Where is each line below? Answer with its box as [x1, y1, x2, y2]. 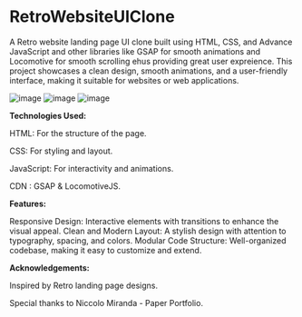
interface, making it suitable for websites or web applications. [9, 74, 239, 85]
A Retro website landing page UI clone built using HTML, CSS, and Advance [9, 36, 293, 47]
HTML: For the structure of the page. [9, 127, 147, 138]
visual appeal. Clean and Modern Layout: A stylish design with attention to [9, 225, 287, 236]
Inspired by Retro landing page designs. [9, 280, 159, 291]
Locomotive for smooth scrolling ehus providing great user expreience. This [9, 55, 293, 66]
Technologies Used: [9, 110, 87, 121]
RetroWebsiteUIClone [9, 6, 175, 27]
